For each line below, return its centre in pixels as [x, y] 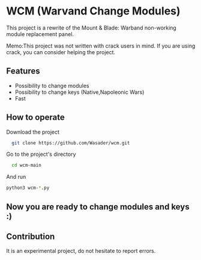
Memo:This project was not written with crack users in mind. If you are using [101, 46]
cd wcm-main [27, 166]
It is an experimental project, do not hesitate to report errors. [81, 251]
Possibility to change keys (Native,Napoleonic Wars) [79, 92]
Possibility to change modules [52, 85]
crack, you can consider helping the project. [61, 52]
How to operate [35, 118]
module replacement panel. [40, 34]
